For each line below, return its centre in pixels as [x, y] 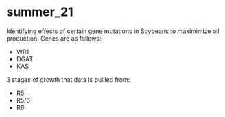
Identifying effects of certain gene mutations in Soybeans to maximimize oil [113, 31]
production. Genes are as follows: [54, 38]
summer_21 [40, 12]
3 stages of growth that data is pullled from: [68, 79]
